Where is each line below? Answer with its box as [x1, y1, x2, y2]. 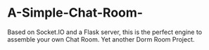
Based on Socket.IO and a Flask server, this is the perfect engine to [7, 28, 203, 36]
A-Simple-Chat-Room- [7, 5, 143, 21]
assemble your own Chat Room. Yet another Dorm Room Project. [7, 35, 195, 43]
